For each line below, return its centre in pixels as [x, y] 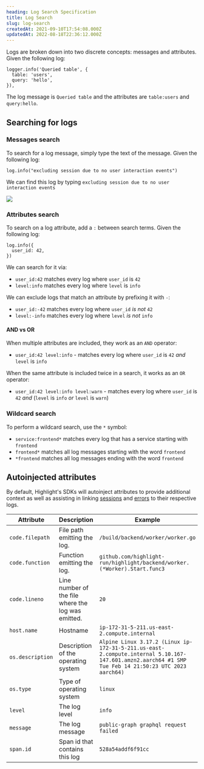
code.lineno [27, 599]
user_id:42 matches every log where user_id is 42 [78, 279]
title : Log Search [29, 18]
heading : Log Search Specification [51, 12]
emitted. [70, 619]
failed [109, 731]
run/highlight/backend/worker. [144, 563]
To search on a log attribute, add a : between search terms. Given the [93, 228]
